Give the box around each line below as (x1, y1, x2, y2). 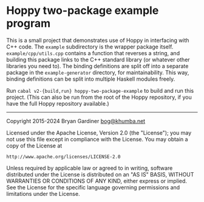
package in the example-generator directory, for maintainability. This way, (6, 69, 189, 76)
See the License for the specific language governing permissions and (6, 183, 180, 191)
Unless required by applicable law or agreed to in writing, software (6, 164, 173, 172)
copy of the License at (6, 142, 63, 149)
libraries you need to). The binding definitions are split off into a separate (6, 62, 189, 70)
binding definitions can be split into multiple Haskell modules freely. (6, 75, 175, 82)
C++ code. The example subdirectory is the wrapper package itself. (6, 43, 174, 50)
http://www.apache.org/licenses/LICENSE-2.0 (6, 153, 121, 160)
